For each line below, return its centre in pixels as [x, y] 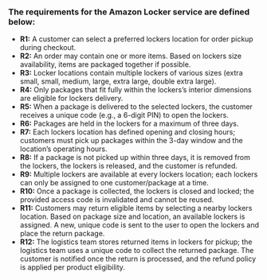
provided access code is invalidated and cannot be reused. [117, 200]
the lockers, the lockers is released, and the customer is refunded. [128, 166]
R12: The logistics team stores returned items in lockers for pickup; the [136, 242]
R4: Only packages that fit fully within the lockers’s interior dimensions [136, 90]
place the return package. [62, 234]
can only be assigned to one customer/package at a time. [114, 183]
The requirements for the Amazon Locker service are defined [129, 12]
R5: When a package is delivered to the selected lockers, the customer [136, 107]
